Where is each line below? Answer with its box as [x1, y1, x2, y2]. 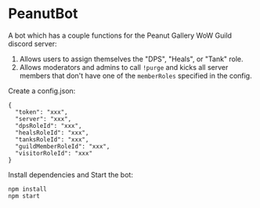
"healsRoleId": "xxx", [15, 129, 89, 137]
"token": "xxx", [15, 108, 68, 116]
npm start [8, 192, 41, 200]
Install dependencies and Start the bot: [8, 170, 133, 179]
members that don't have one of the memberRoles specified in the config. [19, 71, 252, 80]
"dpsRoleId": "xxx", [15, 122, 82, 130]
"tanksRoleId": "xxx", [15, 135, 89, 144]
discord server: [8, 38, 57, 48]
